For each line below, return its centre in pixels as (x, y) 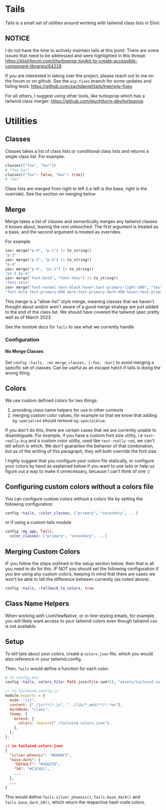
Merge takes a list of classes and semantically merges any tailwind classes (81, 222)
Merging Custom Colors (43, 551)
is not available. (21, 626)
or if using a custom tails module (38, 523)
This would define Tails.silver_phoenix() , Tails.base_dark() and (73, 797)
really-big (16, 441)
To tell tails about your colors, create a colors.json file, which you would (79, 654)
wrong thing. (18, 373)
